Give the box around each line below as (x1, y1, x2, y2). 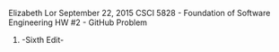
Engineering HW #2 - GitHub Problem (8, 17, 148, 28)
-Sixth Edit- (21, 35, 65, 45)
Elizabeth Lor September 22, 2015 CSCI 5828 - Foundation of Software (8, 8, 271, 18)
